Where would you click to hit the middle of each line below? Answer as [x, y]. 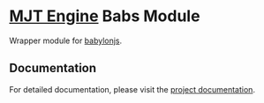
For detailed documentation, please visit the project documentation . [132, 89]
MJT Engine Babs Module [105, 16]
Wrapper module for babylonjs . [66, 40]
